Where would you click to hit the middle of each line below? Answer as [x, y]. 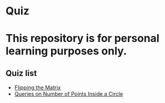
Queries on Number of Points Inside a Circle [69, 94]
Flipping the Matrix [37, 87]
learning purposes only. [66, 51]
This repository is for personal [82, 39]
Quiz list [21, 73]
